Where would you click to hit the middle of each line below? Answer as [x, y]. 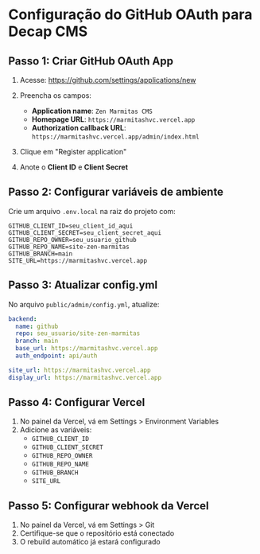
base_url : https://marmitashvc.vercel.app [87, 349]
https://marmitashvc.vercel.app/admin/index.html [116, 137]
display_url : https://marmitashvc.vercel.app [85, 377]
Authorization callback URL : [79, 128]
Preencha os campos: [55, 96]
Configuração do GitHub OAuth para [130, 15]
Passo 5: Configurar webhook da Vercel [109, 506]
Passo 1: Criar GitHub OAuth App [91, 61]
